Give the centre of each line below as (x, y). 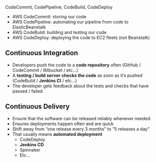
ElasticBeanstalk (29, 27)
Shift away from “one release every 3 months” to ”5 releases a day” (81, 129)
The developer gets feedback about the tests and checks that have (80, 86)
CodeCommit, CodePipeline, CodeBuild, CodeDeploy (59, 7)
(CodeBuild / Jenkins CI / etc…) (45, 80)
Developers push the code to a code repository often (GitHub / (77, 65)
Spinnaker (30, 150)
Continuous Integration (41, 53)
